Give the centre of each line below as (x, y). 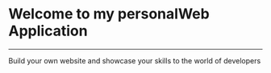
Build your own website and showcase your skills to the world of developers (135, 60)
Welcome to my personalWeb (109, 14)
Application (48, 31)
